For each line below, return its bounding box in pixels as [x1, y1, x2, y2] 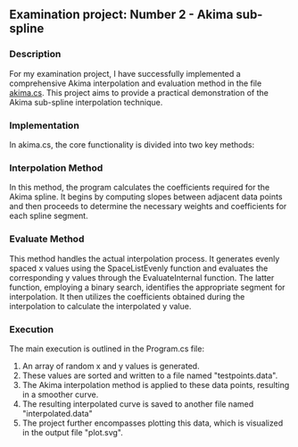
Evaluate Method [9, 232, 85, 245]
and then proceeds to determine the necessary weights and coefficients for [9, 201, 287, 212]
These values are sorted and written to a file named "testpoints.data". [21, 370, 278, 381]
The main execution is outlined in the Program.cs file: [9, 343, 205, 354]
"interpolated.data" [21, 408, 93, 418]
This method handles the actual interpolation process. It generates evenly [9, 253, 280, 264]
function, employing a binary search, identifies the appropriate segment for [9, 282, 286, 292]
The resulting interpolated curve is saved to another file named [21, 398, 254, 409]
